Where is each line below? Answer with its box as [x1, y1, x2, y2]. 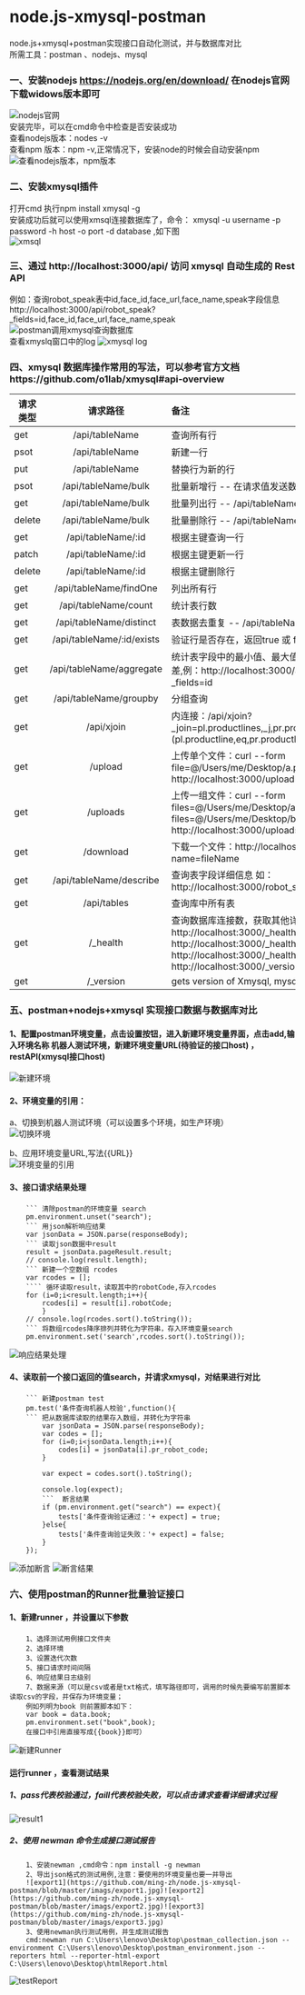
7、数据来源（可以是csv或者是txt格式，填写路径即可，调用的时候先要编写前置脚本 [25, 1682, 290, 1691]
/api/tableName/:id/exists [52, 633, 161, 646]
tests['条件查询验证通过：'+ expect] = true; [57, 1511, 221, 1521]
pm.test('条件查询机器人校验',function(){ [25, 1403, 177, 1412]
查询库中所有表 [171, 897, 236, 910]
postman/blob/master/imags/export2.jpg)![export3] [9, 1901, 205, 1910]
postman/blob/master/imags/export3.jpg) [9, 1918, 165, 1927]
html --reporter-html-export [49, 1951, 161, 1960]
